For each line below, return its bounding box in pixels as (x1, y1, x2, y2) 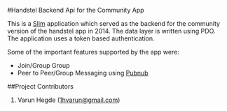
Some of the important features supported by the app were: (7, 48, 180, 56)
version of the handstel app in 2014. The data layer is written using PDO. (7, 27, 216, 35)
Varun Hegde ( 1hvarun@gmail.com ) (17, 96, 121, 104)
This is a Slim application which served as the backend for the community (7, 20, 221, 27)
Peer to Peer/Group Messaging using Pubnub (17, 69, 149, 77)
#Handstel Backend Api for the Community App (7, 6, 145, 14)
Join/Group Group (17, 61, 70, 69)
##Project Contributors (7, 82, 74, 90)
